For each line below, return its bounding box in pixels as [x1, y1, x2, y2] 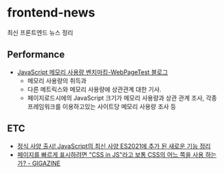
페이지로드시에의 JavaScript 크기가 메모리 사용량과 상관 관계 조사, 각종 [27, 94, 218, 102]
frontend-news [7, 5, 96, 21]
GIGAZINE [32, 159, 60, 167]
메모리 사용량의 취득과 [27, 76, 87, 85]
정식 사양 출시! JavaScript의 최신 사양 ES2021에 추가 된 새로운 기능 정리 [16, 142, 211, 150]
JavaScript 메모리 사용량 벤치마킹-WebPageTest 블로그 [16, 67, 168, 76]
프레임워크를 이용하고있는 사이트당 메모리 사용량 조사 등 [27, 102, 177, 111]
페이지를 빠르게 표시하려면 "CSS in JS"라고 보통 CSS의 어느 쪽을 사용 [16, 150, 204, 159]
